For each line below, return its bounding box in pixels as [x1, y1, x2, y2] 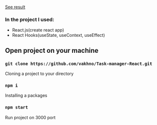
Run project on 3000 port [5, 114, 56, 120]
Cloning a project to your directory [5, 70, 74, 77]
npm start [5, 105, 28, 110]
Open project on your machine [5, 46, 99, 55]
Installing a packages [5, 93, 47, 98]
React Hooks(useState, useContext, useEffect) [12, 32, 105, 38]
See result [5, 4, 26, 10]
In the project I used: [5, 16, 55, 23]
